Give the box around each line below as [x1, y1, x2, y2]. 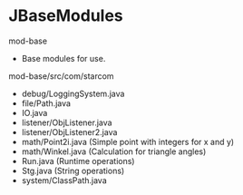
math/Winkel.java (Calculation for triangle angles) [21, 146, 207, 157]
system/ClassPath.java [21, 174, 108, 186]
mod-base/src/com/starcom [8, 70, 114, 82]
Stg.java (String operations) [21, 165, 125, 176]
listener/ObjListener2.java [21, 126, 118, 137]
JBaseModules [8, 5, 123, 26]
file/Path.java [21, 97, 72, 109]
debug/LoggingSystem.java [21, 88, 125, 99]
